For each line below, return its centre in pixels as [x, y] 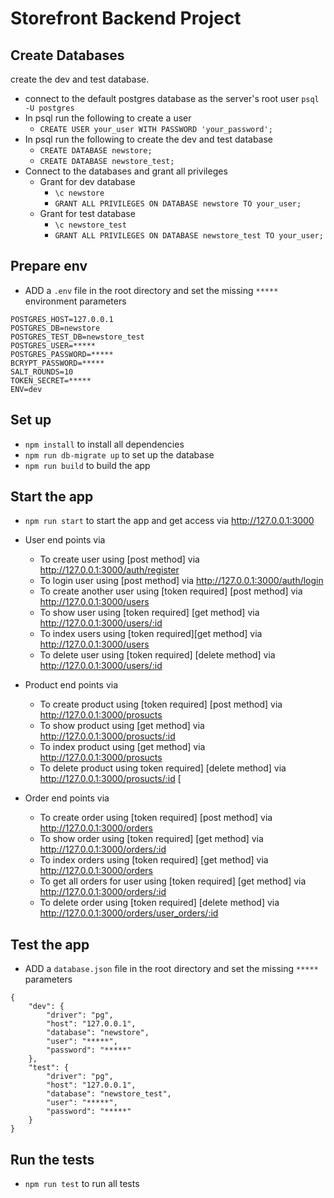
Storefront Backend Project [126, 18]
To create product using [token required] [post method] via [161, 704]
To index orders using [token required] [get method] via [154, 860]
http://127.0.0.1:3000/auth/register [109, 570]
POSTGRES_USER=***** [53, 345]
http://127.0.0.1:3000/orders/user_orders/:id [129, 913]
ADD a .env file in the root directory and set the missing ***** [151, 290]
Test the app [50, 944]
